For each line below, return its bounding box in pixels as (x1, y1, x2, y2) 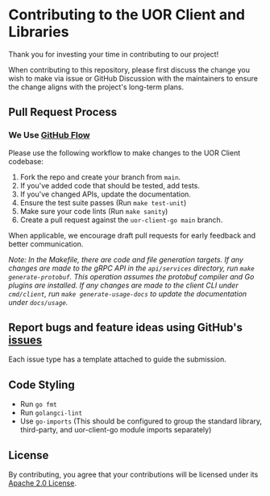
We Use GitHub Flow (8, 130, 90, 141)
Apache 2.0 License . (8, 478, 77, 488)
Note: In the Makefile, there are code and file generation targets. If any (8, 254, 244, 264)
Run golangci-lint (19, 408, 83, 418)
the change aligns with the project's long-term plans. (8, 82, 185, 92)
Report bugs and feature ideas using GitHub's (8, 320, 243, 335)
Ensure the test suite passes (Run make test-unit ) (19, 197, 187, 207)
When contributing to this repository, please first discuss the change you (8, 64, 250, 74)
